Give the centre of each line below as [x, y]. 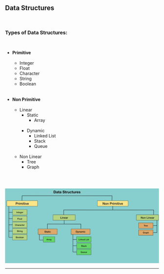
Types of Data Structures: [36, 32]
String [25, 79]
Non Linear [31, 157]
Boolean [28, 84]
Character [30, 73]
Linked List [45, 136]
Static [32, 115]
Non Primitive [26, 99]
